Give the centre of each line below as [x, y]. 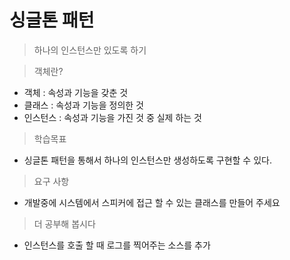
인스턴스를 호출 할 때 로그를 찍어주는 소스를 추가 [117, 245]
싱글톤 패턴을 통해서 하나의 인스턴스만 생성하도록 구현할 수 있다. [147, 160]
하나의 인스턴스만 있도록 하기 [90, 50]
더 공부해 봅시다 [64, 223]
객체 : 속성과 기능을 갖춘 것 [76, 92]
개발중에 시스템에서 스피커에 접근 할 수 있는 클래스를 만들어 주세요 [152, 202]
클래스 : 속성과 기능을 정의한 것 [83, 105]
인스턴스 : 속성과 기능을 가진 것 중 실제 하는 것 [112, 117]
